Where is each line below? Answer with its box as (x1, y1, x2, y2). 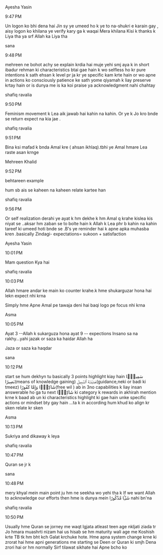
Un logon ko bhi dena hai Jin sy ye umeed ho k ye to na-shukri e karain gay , (5, 23, 159, 29)
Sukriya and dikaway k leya (5, 433, 60, 439)
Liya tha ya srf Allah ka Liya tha (5, 34, 68, 39)
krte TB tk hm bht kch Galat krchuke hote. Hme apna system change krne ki (5, 534, 157, 540)
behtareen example (5, 178, 44, 183)
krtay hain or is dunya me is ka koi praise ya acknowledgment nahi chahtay (5, 82, 156, 88)
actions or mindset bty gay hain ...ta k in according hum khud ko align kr (5, 400, 150, 405)
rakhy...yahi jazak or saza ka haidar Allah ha (5, 336, 93, 342)
